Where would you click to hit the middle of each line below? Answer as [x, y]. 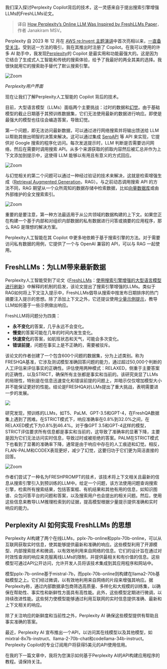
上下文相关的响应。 [25, 605]
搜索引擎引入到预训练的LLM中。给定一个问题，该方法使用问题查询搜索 [86, 483]
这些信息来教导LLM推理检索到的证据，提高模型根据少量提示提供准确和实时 [82, 502]
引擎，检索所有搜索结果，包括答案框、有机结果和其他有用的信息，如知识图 [81, 489]
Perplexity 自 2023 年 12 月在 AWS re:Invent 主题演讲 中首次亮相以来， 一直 [81, 41]
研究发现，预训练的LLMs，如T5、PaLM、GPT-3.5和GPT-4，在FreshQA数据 [83, 413]
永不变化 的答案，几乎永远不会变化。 [49, 326]
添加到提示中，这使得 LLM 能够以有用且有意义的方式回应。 [74, 155]
